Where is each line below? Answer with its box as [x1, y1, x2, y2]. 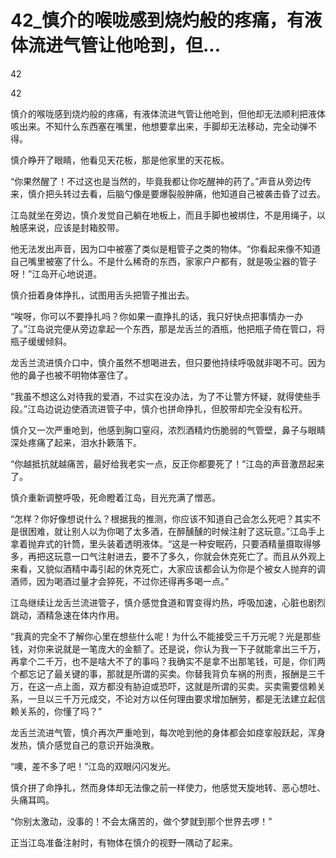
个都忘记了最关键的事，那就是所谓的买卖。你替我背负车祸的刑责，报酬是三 [10, 667, 317, 680]
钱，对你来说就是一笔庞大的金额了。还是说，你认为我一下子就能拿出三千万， [10, 642, 326, 655]
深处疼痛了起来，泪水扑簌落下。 [10, 436, 142, 448]
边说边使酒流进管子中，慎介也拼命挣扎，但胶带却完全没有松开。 [44, 402, 308, 415]
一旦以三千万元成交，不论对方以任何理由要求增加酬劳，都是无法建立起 [27, 692, 317, 705]
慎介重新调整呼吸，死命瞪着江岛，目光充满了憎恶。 [10, 491, 221, 503]
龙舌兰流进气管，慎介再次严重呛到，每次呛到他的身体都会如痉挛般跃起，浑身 [10, 726, 326, 738]
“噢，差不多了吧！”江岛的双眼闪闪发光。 [10, 760, 177, 772]
